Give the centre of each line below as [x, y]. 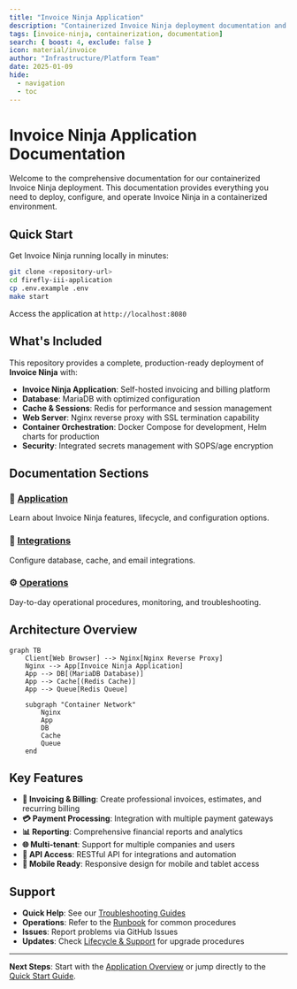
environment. [33, 207]
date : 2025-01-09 [41, 67]
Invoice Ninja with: [43, 372]
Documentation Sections [79, 473]
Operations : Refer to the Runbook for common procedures [129, 923]
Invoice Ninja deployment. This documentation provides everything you [139, 188]
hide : [19, 75]
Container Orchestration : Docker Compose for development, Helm [144, 426]
